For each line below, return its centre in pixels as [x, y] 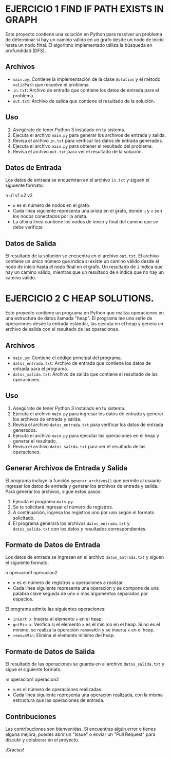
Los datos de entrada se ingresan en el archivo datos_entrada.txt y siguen [85, 557]
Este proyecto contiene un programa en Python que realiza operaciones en [85, 313]
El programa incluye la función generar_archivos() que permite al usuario [83, 480]
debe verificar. [28, 227]
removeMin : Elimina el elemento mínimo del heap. [64, 636]
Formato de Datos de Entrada [53, 545]
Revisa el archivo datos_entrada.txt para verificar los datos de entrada [88, 425]
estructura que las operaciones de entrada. [59, 700]
